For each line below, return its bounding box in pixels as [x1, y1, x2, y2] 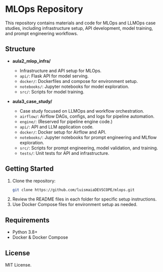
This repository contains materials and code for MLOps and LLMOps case [5, 20, 156, 26]
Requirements [5, 216, 50, 224]
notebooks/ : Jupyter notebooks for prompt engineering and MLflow [19, 134, 157, 140]
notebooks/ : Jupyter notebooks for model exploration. [19, 83, 130, 89]
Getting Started [5, 165, 54, 173]
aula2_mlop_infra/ [12, 58, 51, 64]
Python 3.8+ [12, 229, 38, 235]
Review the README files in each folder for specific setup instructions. [12, 196, 157, 202]
